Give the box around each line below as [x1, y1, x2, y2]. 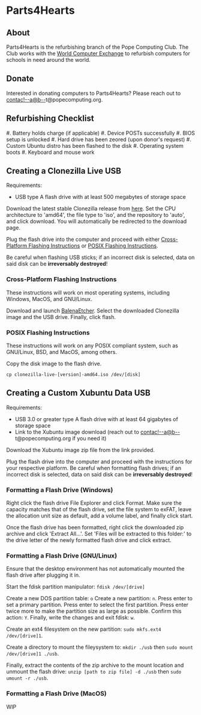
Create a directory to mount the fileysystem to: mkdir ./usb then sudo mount [6, 643, 194, 651]
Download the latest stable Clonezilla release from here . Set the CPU [6, 205, 176, 212]
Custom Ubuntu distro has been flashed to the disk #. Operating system [6, 142, 184, 149]
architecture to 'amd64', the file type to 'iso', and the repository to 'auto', [6, 211, 185, 219]
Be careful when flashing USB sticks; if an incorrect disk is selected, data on [6, 254, 195, 261]
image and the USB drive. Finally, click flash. [6, 313, 116, 320]
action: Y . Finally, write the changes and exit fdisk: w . [6, 614, 135, 621]
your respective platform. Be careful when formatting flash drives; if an [6, 464, 182, 472]
